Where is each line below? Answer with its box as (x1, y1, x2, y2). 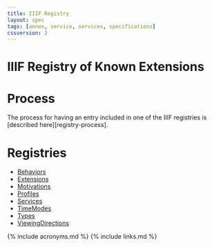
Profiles (17, 190, 39, 198)
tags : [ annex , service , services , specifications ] (7, 23, 156, 30)
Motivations (17, 182, 51, 190)
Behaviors (17, 168, 46, 176)
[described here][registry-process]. (7, 121, 108, 129)
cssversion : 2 (7, 29, 48, 37)
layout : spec (7, 17, 45, 23)
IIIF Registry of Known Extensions (7, 59, 205, 75)
